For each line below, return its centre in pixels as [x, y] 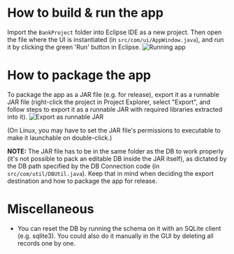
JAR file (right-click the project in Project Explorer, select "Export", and [109, 102]
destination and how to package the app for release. [82, 181]
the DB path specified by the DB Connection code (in [83, 166]
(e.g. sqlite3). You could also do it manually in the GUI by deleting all [116, 236]
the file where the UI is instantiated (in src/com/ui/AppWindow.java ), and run [116, 39]
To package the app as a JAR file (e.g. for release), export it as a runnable [114, 94]
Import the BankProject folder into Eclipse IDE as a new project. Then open [115, 32]
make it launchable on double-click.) [60, 137]
